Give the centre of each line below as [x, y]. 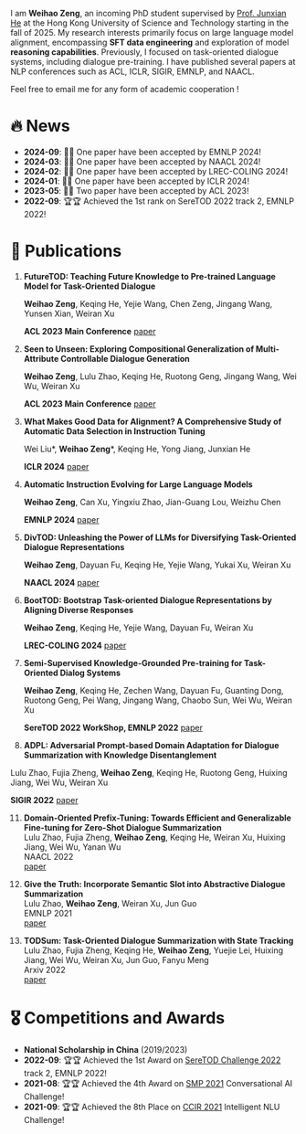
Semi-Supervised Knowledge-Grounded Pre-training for [133, 662]
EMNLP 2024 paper [61, 519]
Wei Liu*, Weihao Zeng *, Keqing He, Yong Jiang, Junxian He [137, 449]
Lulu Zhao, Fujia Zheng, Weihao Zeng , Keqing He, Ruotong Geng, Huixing [149, 772]
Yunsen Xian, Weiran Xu [69, 313]
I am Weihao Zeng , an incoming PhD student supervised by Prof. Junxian [148, 13]
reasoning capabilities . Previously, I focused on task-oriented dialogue [145, 52]
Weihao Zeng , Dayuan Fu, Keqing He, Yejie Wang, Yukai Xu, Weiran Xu [157, 565]
